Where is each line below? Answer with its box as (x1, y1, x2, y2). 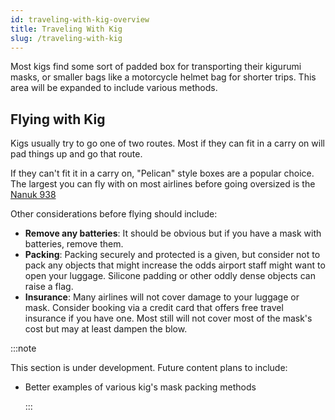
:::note (10, 342, 37, 355)
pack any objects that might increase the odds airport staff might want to (24, 259, 326, 271)
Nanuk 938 (10, 189, 57, 201)
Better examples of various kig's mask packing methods (24, 381, 257, 393)
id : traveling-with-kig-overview (10, 14, 150, 25)
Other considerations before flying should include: (10, 208, 218, 220)
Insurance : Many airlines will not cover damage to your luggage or (24, 291, 300, 303)
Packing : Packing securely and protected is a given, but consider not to (24, 249, 321, 261)
